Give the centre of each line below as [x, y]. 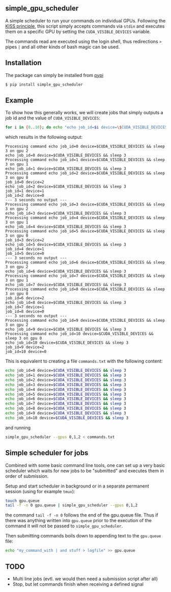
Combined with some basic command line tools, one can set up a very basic [85, 465]
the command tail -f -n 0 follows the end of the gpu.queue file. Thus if [82, 515]
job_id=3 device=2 [25, 240]
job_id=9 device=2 [25, 347]
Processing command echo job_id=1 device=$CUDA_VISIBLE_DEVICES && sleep [85, 160]
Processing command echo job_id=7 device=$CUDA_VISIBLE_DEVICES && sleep [85, 276]
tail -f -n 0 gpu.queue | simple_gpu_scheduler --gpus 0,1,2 [72, 505]
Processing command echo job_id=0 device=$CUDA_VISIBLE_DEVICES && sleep [85, 147]
